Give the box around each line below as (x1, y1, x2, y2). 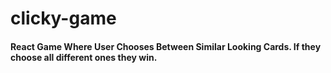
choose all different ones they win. (10, 51, 158, 63)
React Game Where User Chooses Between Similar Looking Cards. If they (10, 40, 322, 52)
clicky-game (10, 7, 117, 30)
